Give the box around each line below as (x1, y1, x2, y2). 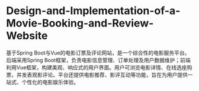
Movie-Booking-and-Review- (6, 16, 154, 30)
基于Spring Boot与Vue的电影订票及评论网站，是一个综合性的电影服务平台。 (6, 49, 190, 56)
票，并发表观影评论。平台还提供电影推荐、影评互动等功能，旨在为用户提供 (6, 71, 188, 78)
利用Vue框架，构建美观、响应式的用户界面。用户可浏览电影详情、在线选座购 (6, 63, 192, 71)
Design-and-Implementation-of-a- (6, 4, 181, 18)
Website (6, 29, 48, 42)
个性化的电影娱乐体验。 (21, 78, 79, 86)
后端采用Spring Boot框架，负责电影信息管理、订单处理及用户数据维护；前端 (6, 56, 191, 63)
